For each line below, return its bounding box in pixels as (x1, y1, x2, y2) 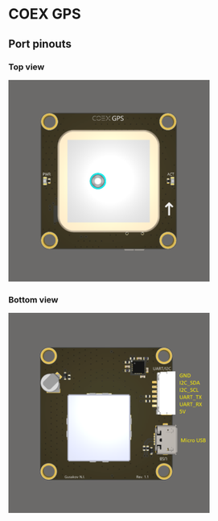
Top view (8, 61, 45, 73)
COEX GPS (8, 5, 82, 23)
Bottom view (8, 294, 59, 305)
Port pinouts (8, 37, 72, 51)
